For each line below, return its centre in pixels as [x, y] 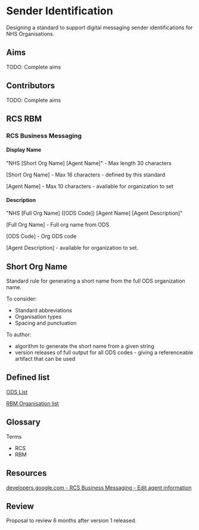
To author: [19, 334]
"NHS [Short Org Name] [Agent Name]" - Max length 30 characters [89, 163]
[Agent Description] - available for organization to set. [72, 248]
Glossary [23, 422]
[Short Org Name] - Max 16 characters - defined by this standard [86, 175]
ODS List [17, 392]
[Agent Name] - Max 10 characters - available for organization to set [90, 187]
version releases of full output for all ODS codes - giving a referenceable [104, 352]
